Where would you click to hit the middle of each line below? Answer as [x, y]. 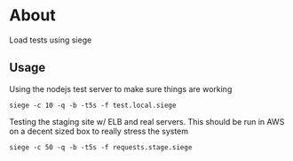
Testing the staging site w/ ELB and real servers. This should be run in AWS [147, 121]
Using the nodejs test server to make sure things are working [121, 88]
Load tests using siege [51, 40]
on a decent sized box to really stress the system [99, 131]
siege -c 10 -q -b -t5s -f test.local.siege [93, 105]
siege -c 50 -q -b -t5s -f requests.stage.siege [101, 147]
